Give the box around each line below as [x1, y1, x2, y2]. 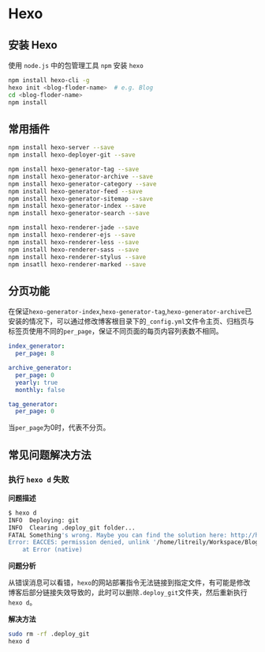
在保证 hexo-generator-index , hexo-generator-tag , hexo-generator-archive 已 [8, 307, 252, 316]
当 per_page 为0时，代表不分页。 [8, 423, 110, 432]
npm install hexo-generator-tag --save [8, 165, 140, 174]
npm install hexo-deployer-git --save [8, 151, 136, 159]
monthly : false [15, 386, 65, 394]
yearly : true [15, 379, 58, 386]
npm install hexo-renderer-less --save [8, 238, 140, 246]
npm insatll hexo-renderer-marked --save [8, 260, 147, 269]
